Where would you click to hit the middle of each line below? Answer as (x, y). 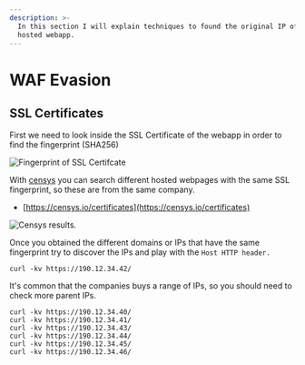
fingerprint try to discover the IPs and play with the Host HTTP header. (140, 252)
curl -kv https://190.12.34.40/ (70, 312)
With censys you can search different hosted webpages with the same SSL (150, 180)
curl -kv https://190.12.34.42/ (70, 269)
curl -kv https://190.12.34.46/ (70, 352)
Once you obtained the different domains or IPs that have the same (135, 243)
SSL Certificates (57, 113)
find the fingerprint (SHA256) (64, 145)
